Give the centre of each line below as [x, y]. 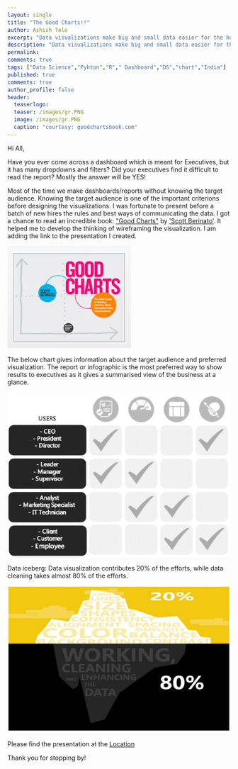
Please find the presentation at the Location [71, 744]
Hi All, [16, 148]
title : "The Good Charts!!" [49, 22]
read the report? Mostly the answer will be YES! [77, 176]
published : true [31, 74]
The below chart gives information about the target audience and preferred [117, 359]
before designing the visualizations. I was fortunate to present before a [111, 206]
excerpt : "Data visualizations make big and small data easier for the [115, 38]
